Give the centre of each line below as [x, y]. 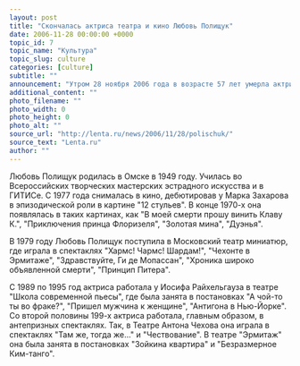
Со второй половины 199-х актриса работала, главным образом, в [137, 315]
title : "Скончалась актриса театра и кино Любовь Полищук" [121, 26]
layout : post [33, 17]
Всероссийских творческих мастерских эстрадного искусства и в [137, 185]
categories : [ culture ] [51, 68]
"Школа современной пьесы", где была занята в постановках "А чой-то [146, 296]
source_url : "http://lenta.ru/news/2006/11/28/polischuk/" [121, 134]
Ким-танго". [32, 353]
